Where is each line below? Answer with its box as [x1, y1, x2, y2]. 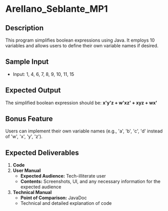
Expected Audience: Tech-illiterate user [20, 173, 106, 179]
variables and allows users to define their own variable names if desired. [5, 43, 159, 49]
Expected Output [5, 86, 61, 95]
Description [5, 24, 44, 32]
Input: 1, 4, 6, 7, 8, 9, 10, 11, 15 [12, 71, 74, 77]
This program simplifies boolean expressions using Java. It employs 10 [5, 37, 155, 43]
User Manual [12, 167, 41, 174]
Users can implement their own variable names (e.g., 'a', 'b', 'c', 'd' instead [5, 128, 163, 134]
